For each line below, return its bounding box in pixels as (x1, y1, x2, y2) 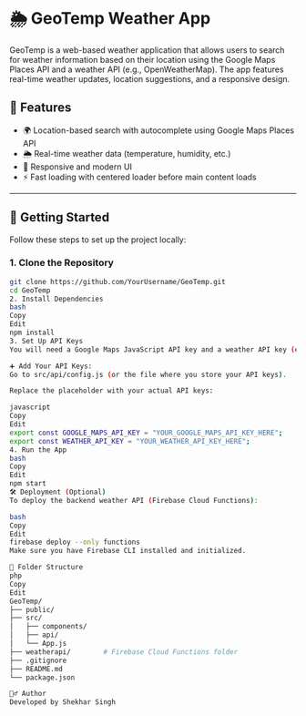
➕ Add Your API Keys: (9, 362, 93, 371)
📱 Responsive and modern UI (22, 161, 132, 172)
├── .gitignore (9, 656, 67, 665)
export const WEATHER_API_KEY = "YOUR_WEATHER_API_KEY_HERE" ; (9, 436, 250, 445)
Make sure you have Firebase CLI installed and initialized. (9, 547, 247, 556)
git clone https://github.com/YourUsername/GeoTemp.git (9, 277, 226, 286)
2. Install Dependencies (9, 294, 104, 303)
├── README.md (9, 664, 64, 673)
